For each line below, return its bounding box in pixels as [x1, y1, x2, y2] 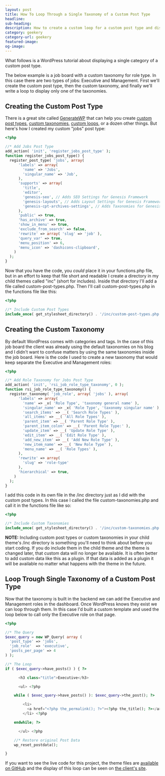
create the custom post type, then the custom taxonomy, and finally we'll [5, 82, 152, 89]
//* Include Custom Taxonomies [5, 521, 69, 526]
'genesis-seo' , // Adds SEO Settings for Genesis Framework [23, 194, 148, 200]
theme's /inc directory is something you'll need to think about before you [5, 540, 152, 545]
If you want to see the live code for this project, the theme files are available [5, 760, 159, 766]
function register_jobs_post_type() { [5, 153, 84, 158]
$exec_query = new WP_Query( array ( [5, 635, 82, 639]
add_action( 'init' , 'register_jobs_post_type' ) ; [5, 149, 111, 154]
